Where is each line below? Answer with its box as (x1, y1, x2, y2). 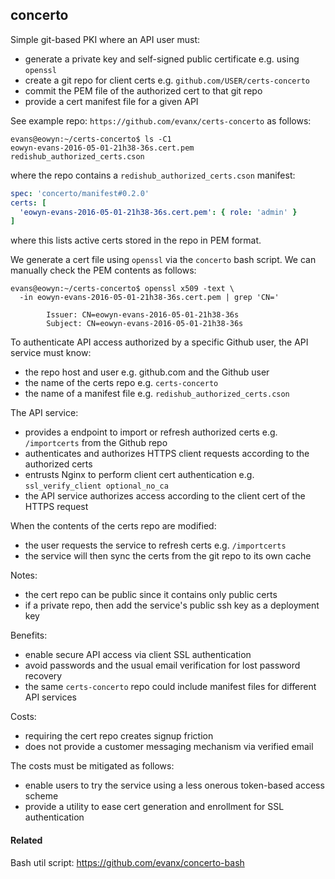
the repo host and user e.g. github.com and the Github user (24, 366, 270, 378)
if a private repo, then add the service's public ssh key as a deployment (24, 599, 320, 612)
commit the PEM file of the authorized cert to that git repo (24, 84, 263, 97)
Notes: (10, 569, 38, 582)
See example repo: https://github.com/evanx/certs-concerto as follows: (10, 114, 312, 127)
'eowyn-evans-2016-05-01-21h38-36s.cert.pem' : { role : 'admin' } (19, 207, 298, 217)
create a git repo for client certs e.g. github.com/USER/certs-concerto (24, 74, 310, 86)
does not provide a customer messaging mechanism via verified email (24, 741, 314, 753)
